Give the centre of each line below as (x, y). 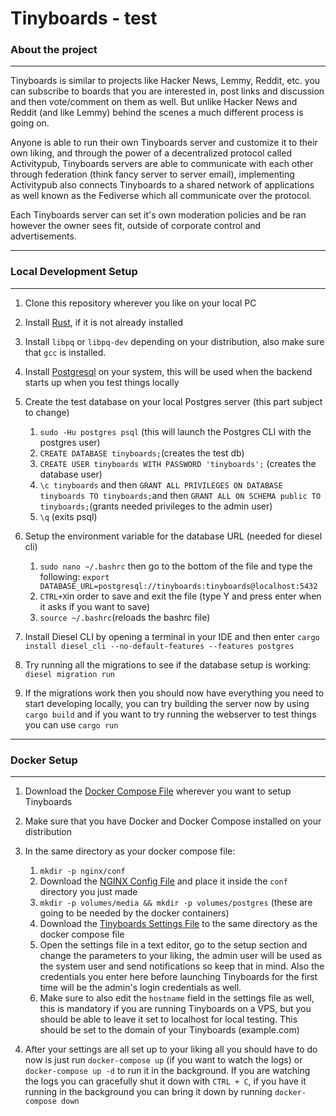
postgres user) (70, 442)
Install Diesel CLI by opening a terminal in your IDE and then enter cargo (172, 636)
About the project (54, 50)
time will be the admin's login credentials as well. (140, 988)
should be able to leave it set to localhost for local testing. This (168, 1019)
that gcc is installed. (65, 352)
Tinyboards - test (84, 18)
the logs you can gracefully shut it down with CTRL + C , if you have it (165, 1081)
